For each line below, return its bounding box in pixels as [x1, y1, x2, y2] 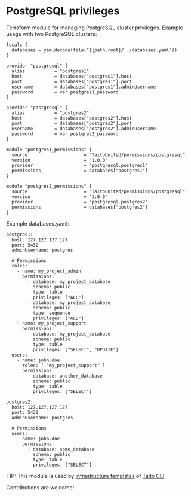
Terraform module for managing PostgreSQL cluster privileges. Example [6, 24, 183, 31]
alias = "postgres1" [11, 68, 90, 74]
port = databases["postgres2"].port [11, 120, 133, 126]
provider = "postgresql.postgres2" [11, 199, 148, 205]
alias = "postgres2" [11, 109, 90, 116]
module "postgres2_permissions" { [6, 183, 93, 189]
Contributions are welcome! [6, 483, 75, 491]
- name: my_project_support [17, 320, 87, 327]
